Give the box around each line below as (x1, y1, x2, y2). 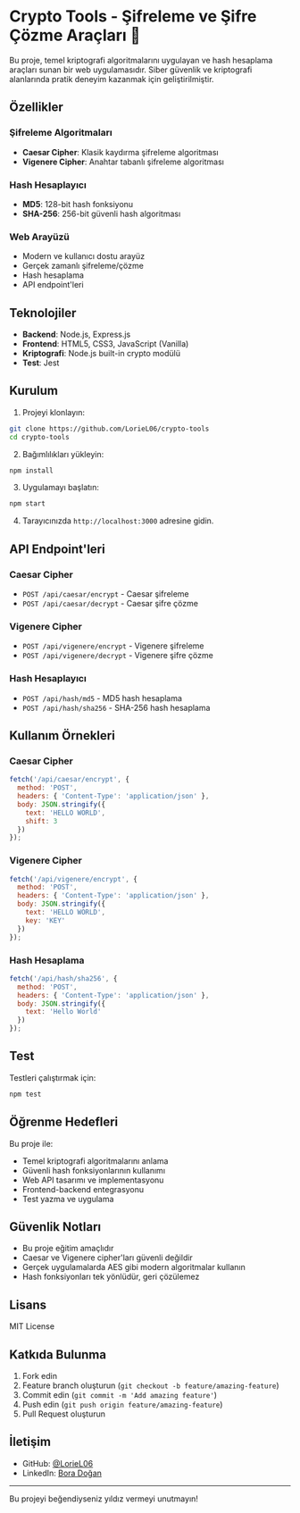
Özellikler (9, 100, 64, 115)
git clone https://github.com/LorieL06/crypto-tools (9, 424, 210, 433)
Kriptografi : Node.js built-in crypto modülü (21, 348, 181, 359)
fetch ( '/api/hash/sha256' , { (9, 974, 118, 983)
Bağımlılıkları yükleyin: (21, 448, 104, 459)
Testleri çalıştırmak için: (9, 1072, 96, 1083)
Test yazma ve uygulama (21, 1193, 114, 1204)
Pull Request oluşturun (21, 1409, 105, 1419)
